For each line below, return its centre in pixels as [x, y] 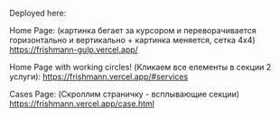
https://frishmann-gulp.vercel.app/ [74, 50]
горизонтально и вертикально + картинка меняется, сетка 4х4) [132, 40]
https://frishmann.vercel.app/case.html [82, 104]
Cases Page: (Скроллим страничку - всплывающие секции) [125, 94]
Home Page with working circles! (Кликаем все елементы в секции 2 [140, 67]
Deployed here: [38, 13]
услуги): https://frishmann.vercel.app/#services [99, 77]
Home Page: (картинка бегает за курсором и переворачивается [133, 30]
